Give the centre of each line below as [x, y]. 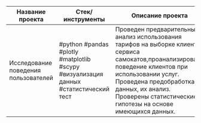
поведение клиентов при [152, 67]
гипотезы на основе [144, 104]
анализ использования [148, 37]
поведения [25, 70]
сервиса [127, 52]
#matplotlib [75, 59]
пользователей [31, 78]
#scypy [69, 67]
